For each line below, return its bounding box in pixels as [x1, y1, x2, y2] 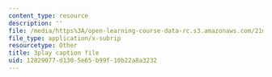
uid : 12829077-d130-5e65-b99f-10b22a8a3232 [8, 57, 158, 65]
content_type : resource [8, 11, 89, 20]
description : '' [8, 19, 63, 27]
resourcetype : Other [8, 42, 79, 50]
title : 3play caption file [8, 49, 100, 57]
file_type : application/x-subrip [8, 34, 121, 43]
